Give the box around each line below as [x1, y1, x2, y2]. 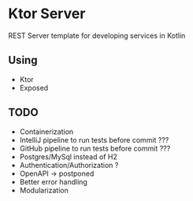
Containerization [19, 127, 74, 136]
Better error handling [19, 177, 88, 186]
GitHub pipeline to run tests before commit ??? [19, 143, 171, 153]
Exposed [19, 83, 49, 92]
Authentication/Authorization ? [19, 160, 119, 169]
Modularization [19, 185, 69, 195]
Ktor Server [8, 5, 86, 23]
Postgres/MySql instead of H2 [19, 151, 118, 162]
